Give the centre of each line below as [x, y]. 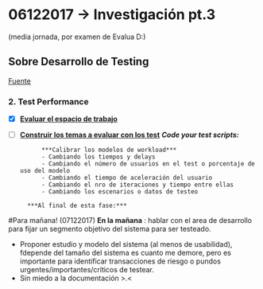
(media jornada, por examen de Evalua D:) [77, 37]
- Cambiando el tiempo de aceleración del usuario [127, 178]
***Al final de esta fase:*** [77, 206]
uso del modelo [45, 171]
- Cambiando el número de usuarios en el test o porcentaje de [148, 164]
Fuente [20, 80]
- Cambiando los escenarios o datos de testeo [120, 192]
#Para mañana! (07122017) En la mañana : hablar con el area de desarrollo [130, 221]
